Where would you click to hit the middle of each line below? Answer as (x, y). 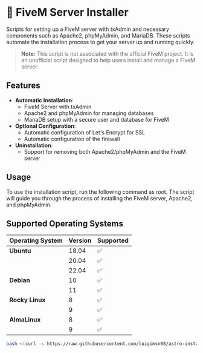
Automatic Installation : (44, 100)
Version (80, 240)
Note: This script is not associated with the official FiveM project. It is (107, 53)
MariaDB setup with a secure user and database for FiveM (96, 119)
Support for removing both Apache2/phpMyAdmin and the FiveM (105, 151)
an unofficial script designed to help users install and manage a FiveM (108, 60)
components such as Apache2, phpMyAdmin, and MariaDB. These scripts (98, 35)
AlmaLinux (25, 320)
